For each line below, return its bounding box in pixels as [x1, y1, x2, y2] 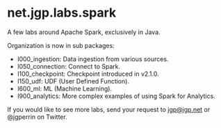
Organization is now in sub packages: [7, 41, 115, 49]
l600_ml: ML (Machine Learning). [17, 84, 113, 93]
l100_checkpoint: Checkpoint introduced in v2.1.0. [17, 70, 159, 78]
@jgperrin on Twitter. [7, 113, 67, 121]
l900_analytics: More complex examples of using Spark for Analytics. [17, 92, 215, 100]
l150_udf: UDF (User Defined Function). [17, 77, 130, 85]
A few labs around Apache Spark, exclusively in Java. [7, 28, 161, 36]
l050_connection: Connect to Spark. [17, 62, 120, 70]
